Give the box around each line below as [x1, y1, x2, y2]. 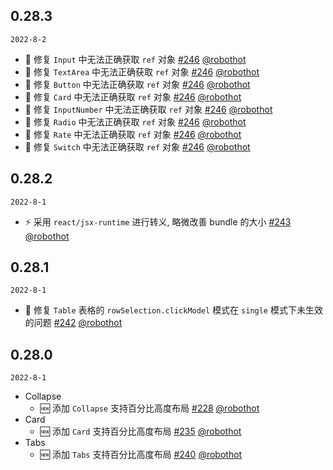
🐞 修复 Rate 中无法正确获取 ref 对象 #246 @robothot [24, 128, 242, 140]
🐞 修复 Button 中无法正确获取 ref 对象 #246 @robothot [24, 78, 251, 90]
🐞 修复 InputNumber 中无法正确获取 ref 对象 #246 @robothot [24, 103, 273, 115]
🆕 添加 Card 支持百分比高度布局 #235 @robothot [39, 425, 242, 438]
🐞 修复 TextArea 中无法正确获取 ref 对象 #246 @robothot [24, 65, 260, 78]
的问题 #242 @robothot [24, 317, 123, 329]
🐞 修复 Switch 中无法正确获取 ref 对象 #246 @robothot [24, 140, 251, 153]
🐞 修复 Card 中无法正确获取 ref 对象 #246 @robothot [24, 90, 242, 103]
